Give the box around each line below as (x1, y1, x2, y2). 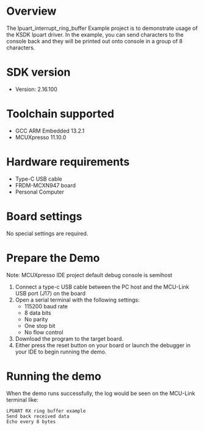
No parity (24, 316, 48, 323)
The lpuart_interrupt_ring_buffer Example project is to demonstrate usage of (6, 24, 198, 32)
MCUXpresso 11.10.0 (15, 133, 67, 141)
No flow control (24, 328, 64, 336)
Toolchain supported (6, 107, 115, 121)
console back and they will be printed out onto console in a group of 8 (6, 37, 183, 45)
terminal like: (6, 396, 38, 404)
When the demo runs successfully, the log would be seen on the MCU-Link (6, 389, 195, 397)
